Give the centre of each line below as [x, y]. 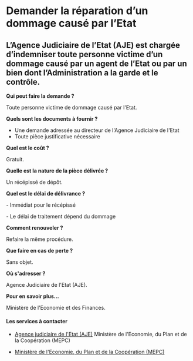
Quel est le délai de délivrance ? [46, 193]
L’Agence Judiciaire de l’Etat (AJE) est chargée [93, 45]
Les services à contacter [37, 321]
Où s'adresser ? [26, 273]
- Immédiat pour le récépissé [41, 205]
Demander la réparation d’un [77, 11]
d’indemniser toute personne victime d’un [84, 54]
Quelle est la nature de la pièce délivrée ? [57, 171]
